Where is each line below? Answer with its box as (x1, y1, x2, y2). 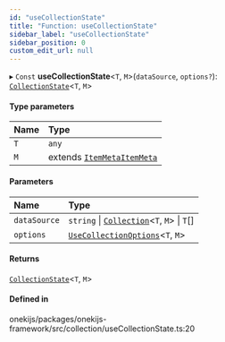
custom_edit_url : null (9, 47, 94, 56)
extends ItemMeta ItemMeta (47, 151, 158, 164)
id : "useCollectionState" (9, 13, 105, 22)
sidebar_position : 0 (9, 38, 87, 47)
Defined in (9, 294, 49, 304)
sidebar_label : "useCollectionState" (9, 30, 150, 38)
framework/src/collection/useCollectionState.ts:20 (9, 323, 196, 334)
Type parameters (9, 100, 75, 112)
